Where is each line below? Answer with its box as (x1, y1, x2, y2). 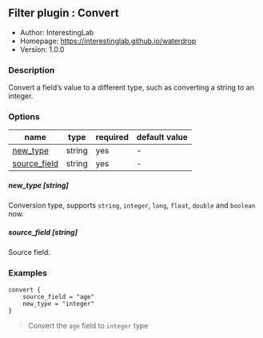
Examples (8, 268, 48, 279)
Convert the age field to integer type (27, 320, 149, 330)
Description (8, 64, 55, 75)
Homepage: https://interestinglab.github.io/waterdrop (19, 36, 197, 46)
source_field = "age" (22, 292, 94, 300)
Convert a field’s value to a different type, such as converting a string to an (8, 83, 254, 93)
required (95, 132, 130, 143)
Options (8, 111, 40, 122)
